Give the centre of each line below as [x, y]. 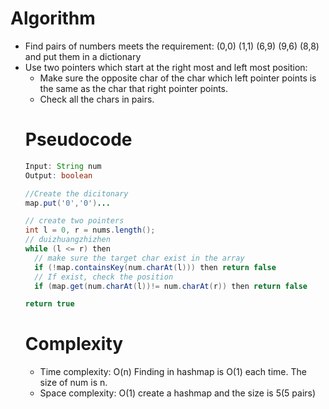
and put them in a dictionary [83, 56]
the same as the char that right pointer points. [134, 88]
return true [49, 304]
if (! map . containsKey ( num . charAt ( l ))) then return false [155, 267]
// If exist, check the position [104, 277]
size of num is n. [73, 383]
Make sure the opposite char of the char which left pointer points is [178, 78]
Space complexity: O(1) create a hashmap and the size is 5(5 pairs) [178, 393]
